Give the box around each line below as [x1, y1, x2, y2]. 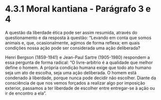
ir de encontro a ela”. [5, 90, 47, 96]
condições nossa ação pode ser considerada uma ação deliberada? [5, 45, 141, 51]
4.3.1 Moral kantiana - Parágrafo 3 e [5, 3, 151, 14]
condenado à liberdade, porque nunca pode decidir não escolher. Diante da [5, 75, 156, 81]
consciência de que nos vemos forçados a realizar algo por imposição [5, 80, 145, 86]
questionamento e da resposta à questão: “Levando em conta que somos [5, 35, 152, 41]
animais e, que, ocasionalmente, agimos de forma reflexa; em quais [5, 40, 140, 45]
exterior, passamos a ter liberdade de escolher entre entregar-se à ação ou [5, 85, 155, 91]
